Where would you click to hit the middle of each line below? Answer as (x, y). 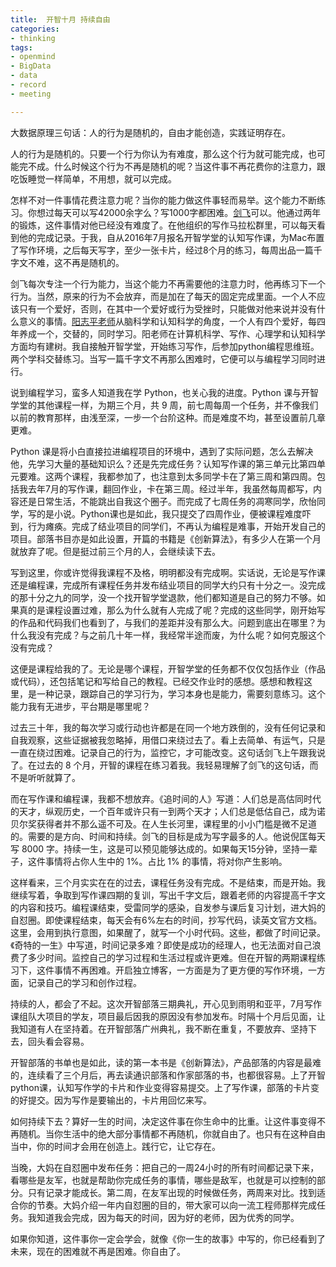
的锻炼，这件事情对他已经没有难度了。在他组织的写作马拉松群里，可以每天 (163, 225)
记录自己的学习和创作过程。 (84, 982)
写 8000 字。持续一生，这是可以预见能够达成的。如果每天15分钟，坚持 (155, 848)
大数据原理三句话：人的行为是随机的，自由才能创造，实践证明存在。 (150, 132)
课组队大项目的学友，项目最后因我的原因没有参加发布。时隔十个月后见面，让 (168, 1016)
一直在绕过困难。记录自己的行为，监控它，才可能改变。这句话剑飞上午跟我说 (168, 752)
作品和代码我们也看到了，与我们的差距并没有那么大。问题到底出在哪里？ (167, 622)
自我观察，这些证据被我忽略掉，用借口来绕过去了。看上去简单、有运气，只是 (168, 740)
